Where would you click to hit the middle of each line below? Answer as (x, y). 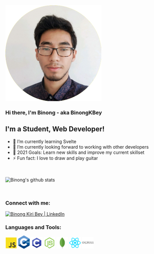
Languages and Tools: (33, 227)
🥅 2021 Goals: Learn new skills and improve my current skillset (79, 152)
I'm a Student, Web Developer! (55, 129)
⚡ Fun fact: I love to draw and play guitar (55, 158)
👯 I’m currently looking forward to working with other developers (81, 147)
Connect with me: (28, 203)
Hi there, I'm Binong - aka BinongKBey (54, 112)
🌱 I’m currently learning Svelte (45, 141)
